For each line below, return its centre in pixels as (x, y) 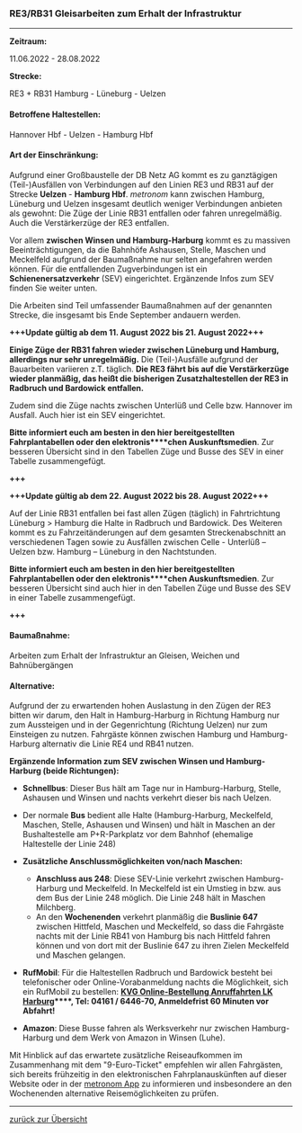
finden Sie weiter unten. (53, 288)
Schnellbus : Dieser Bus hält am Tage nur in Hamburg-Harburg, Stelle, (151, 789)
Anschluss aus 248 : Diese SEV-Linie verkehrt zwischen (140, 879)
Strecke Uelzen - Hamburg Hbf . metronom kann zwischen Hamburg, (137, 194)
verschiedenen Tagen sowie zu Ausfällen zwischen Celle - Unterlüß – (138, 541)
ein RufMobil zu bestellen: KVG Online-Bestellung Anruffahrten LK (147, 992)
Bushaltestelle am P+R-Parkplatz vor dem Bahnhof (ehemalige (138, 834)
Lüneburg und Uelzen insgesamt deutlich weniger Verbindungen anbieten (146, 203)
